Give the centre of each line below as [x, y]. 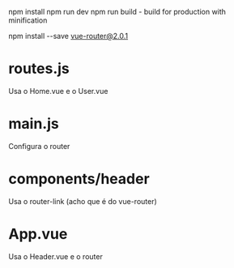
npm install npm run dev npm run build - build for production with [117, 12]
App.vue [38, 234]
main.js [34, 124]
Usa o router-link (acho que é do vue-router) [83, 201]
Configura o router [39, 146]
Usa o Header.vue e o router [55, 256]
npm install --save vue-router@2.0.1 [68, 36]
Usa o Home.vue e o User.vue [58, 91]
